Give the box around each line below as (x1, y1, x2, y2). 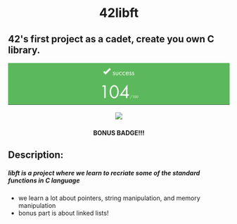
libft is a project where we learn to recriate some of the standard (8, 169, 200, 178)
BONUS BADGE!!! (93, 129, 145, 137)
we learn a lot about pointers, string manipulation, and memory (18, 194, 201, 202)
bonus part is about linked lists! (18, 209, 109, 218)
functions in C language (8, 176, 80, 185)
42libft (98, 5, 139, 21)
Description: (8, 149, 64, 161)
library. (8, 44, 41, 56)
